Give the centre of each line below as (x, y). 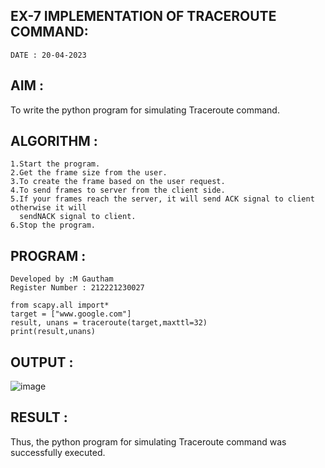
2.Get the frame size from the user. (89, 173)
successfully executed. (58, 452)
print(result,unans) (53, 332)
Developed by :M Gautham (62, 279)
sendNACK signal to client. (78, 217)
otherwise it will (48, 208)
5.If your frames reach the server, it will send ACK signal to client (162, 199)
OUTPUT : (42, 362)
